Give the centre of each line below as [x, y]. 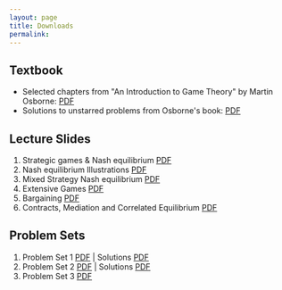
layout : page [33, 17]
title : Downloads [41, 26]
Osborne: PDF [48, 101]
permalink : [29, 34]
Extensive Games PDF [63, 189]
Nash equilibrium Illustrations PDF [84, 170]
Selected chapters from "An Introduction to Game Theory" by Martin [148, 92]
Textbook [36, 70]
